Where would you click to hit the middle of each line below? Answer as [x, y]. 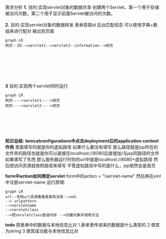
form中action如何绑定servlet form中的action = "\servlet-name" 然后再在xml [83, 176]
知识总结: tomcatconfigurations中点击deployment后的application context [82, 141]
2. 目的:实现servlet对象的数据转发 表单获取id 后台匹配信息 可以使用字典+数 [81, 25]
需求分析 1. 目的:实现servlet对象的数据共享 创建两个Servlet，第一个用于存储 [82, 7]
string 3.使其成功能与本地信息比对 [44, 231]
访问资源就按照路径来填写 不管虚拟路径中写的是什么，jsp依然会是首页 [85, 165]
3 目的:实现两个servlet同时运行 [37, 86]
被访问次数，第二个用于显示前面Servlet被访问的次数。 [60, 13]
